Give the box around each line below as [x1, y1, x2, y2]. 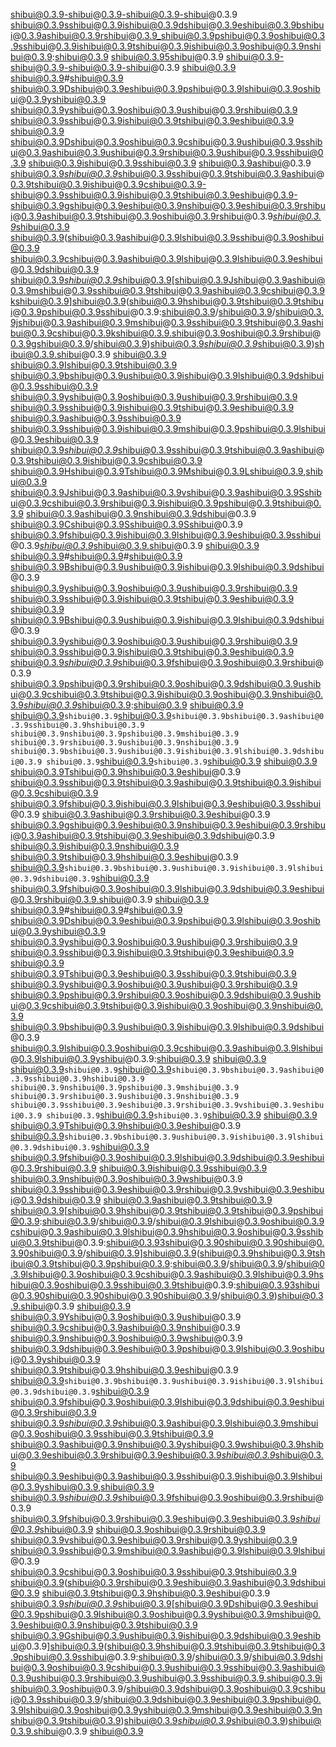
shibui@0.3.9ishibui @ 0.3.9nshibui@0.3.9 [10, 840, 180, 852]
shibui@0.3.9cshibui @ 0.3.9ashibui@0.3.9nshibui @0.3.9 [10, 1322, 241, 1333]
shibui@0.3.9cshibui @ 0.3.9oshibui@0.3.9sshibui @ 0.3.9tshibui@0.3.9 [10, 1566, 298, 1578]
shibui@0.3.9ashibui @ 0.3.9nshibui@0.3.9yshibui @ [10, 1439, 220, 1450]
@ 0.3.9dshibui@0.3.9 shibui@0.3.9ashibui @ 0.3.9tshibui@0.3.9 [12, 1194, 273, 1206]
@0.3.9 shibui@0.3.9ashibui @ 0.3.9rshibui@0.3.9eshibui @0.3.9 [10, 809, 271, 820]
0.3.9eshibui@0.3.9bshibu [216, 19, 325, 31]
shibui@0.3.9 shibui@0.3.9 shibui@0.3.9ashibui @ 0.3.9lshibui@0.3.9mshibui [10, 1417, 319, 1429]
